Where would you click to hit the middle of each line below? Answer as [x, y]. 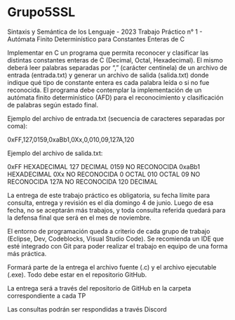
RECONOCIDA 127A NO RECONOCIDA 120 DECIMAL [82, 181]
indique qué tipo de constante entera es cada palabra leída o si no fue [108, 82]
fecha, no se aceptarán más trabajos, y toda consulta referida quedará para [116, 210]
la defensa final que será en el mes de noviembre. [80, 218]
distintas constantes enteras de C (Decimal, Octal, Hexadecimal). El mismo [115, 60]
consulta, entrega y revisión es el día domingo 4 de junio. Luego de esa [110, 202]
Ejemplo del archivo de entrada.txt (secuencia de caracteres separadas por [116, 118]
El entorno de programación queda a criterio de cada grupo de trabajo [109, 231]
